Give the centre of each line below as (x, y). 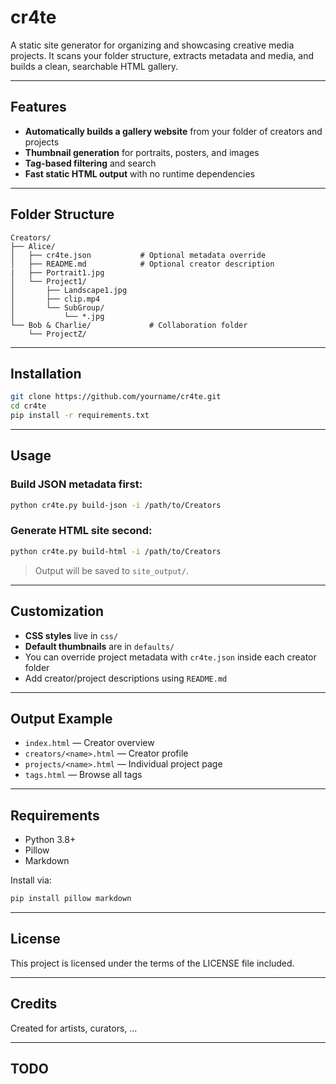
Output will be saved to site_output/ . (112, 570)
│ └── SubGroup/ (57, 307)
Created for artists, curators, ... (74, 1028)
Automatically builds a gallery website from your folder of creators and (173, 131)
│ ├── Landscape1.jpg (69, 290)
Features (38, 107)
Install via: (31, 880)
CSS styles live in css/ (71, 635)
